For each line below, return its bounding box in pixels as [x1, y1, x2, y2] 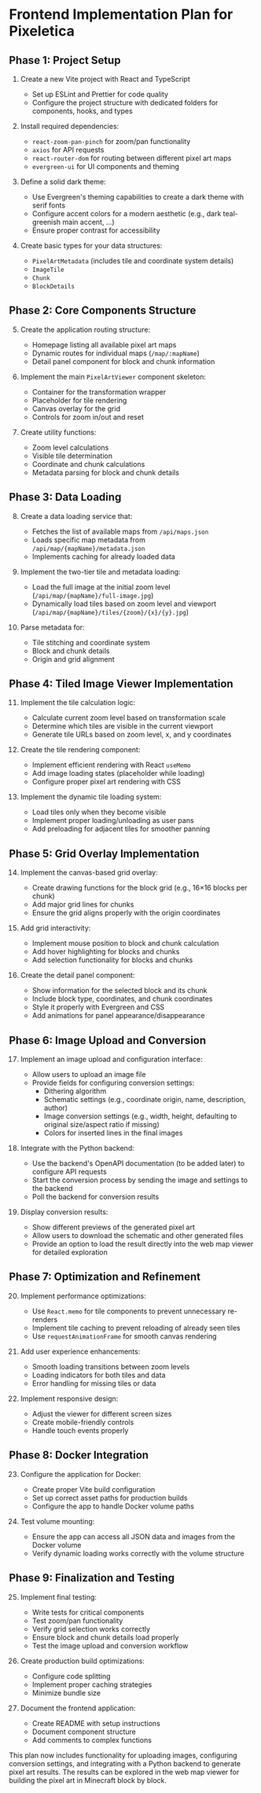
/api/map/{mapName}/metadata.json [31, 545, 145, 553]
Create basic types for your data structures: [20, 241, 163, 250]
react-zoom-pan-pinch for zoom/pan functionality [31, 137, 191, 146]
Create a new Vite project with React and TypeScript [20, 75, 191, 83]
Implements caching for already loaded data [31, 552, 175, 561]
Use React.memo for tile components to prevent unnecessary [31, 1306, 226, 1316]
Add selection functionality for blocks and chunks [31, 955, 193, 964]
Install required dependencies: [20, 122, 119, 130]
